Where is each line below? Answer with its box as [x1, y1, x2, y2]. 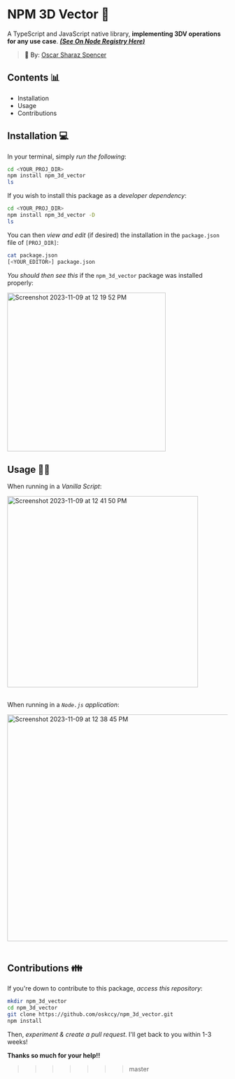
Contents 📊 [7, 72, 60, 83]
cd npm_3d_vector [7, 1005, 58, 1012]
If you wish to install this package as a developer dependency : [7, 192, 187, 200]
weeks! [7, 1038, 28, 1046]
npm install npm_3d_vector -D [7, 212, 96, 219]
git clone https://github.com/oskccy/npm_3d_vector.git [7, 1010, 173, 1018]
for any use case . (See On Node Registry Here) [7, 36, 145, 45]
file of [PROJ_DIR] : [7, 238, 59, 246]
